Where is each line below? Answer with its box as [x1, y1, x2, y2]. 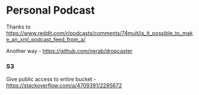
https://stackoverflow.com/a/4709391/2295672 [6, 82, 122, 89]
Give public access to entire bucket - [6, 75, 97, 83]
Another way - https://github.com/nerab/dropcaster [6, 47, 132, 54]
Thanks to [6, 23, 31, 30]
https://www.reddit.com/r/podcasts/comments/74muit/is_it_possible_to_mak [6, 29, 193, 36]
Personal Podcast [6, 4, 95, 17]
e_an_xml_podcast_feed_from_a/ [6, 36, 86, 43]
